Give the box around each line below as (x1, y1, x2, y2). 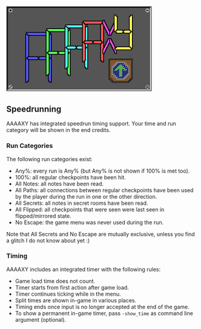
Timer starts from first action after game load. (15, 284, 129, 291)
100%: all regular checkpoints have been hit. (15, 173, 126, 181)
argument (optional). (15, 316, 67, 323)
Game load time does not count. (15, 277, 96, 285)
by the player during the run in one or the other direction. (15, 193, 157, 200)
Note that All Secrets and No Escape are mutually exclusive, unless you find (6, 230, 195, 238)
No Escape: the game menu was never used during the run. (15, 219, 164, 226)
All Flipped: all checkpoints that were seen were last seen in (15, 205, 165, 213)
